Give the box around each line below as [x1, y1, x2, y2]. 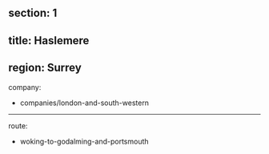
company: [8, 82, 42, 91]
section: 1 [8, 6, 58, 20]
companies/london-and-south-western [19, 98, 150, 107]
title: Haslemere [8, 34, 90, 47]
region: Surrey [8, 61, 82, 75]
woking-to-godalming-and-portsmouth [19, 136, 150, 146]
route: [8, 120, 28, 131]
